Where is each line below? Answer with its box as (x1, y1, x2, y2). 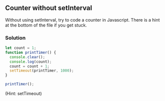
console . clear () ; (9, 54, 45, 59)
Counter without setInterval (5, 4, 92, 12)
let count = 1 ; (5, 46, 37, 50)
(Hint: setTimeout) (5, 91, 42, 97)
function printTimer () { (5, 50, 56, 55)
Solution (5, 34, 26, 41)
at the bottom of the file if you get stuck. (5, 22, 87, 28)
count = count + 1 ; (9, 64, 50, 69)
